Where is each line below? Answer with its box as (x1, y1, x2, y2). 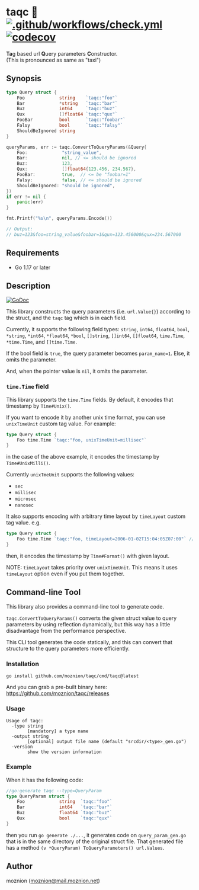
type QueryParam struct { (6, 793, 70, 799)
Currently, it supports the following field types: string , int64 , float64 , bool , (6, 326, 190, 333)
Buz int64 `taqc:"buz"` (17, 106, 118, 112)
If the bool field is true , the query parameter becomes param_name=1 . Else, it (6, 350, 190, 357)
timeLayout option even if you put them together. (6, 570, 125, 577)
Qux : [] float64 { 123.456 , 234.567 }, (17, 166, 136, 172)
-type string (11, 723, 44, 729)
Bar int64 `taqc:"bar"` (17, 804, 113, 811)
